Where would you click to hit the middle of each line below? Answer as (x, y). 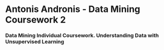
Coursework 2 (36, 20)
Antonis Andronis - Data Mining (73, 9)
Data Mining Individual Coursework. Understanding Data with (82, 35)
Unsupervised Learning (35, 42)
